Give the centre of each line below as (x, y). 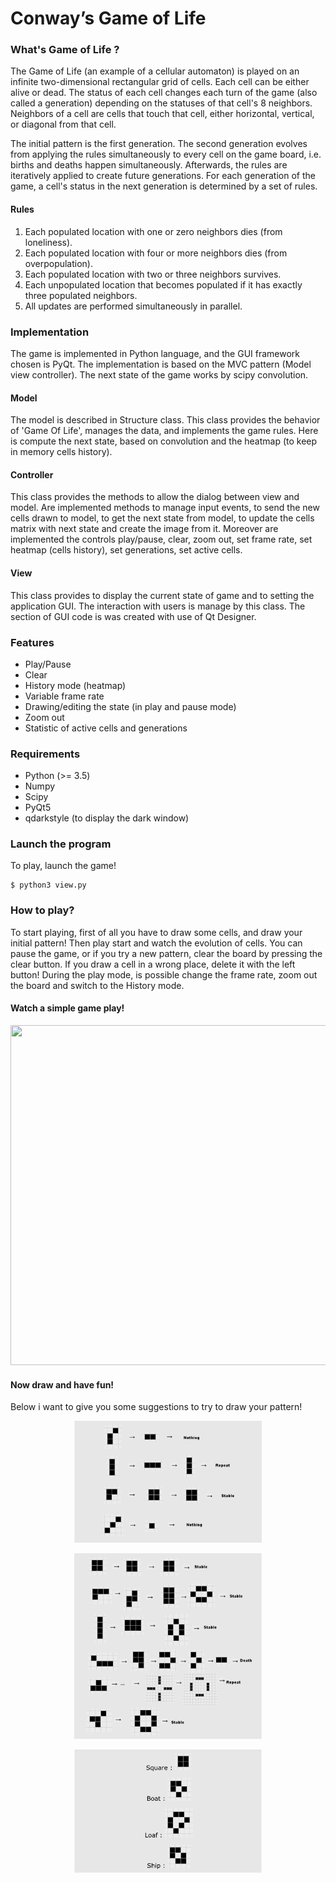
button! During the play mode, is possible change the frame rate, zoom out (164, 974)
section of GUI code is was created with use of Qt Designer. (133, 616)
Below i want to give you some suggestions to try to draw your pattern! (156, 1407)
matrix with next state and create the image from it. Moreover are (144, 529)
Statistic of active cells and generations (106, 728)
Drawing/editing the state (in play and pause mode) (130, 706)
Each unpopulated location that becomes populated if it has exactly (163, 284)
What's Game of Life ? (65, 50)
